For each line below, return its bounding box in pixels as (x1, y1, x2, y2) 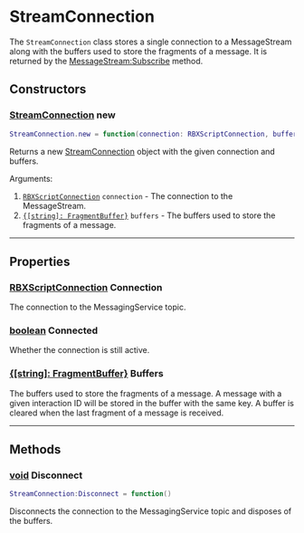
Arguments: (9, 173, 53, 184)
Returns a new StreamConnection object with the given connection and (9, 146, 276, 157)
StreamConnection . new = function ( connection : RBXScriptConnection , (9, 129, 270, 138)
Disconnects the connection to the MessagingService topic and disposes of (9, 506, 292, 517)
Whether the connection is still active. (9, 345, 150, 356)
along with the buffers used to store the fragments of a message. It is (9, 45, 268, 56)
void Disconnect (9, 469, 83, 481)
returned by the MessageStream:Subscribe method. (9, 55, 204, 66)
